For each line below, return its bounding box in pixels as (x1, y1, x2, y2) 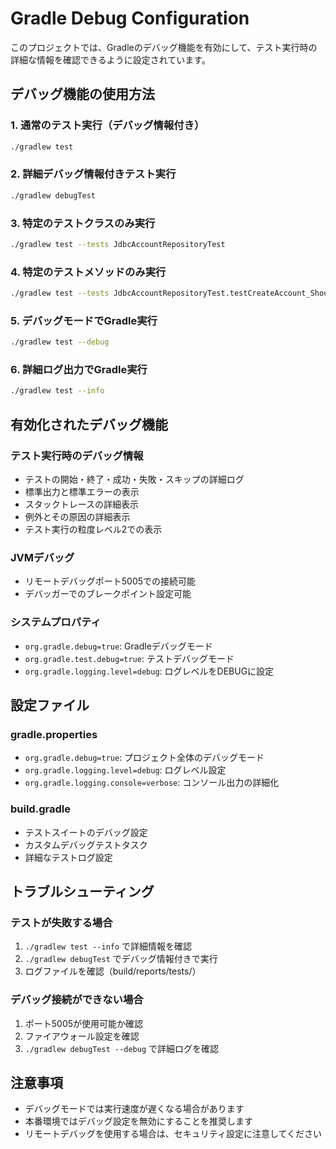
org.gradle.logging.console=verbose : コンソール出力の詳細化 (24, 777, 280, 789)
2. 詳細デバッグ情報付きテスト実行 (10, 167, 177, 181)
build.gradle (10, 802, 71, 816)
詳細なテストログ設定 (24, 851, 113, 863)
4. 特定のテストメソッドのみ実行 (10, 265, 167, 279)
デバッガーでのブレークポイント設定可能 (24, 588, 192, 600)
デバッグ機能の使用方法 (10, 86, 155, 103)
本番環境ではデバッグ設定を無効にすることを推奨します (24, 1115, 253, 1127)
